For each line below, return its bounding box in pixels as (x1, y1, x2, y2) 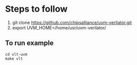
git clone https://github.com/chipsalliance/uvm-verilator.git (12, 20, 132, 25)
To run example (5, 39, 54, 47)
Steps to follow (5, 3, 68, 15)
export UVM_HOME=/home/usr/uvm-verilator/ (12, 24, 106, 30)
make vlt (5, 56, 23, 61)
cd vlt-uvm (5, 52, 28, 57)
